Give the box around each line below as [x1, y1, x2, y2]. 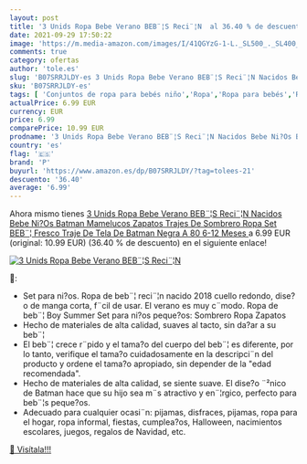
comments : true [9, 47, 68, 57]
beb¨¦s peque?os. [22, 397, 91, 408]
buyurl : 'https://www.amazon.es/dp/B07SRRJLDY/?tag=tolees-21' [9, 166, 256, 175]
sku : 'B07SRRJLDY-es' [9, 81, 92, 90]
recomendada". [22, 368, 81, 379]
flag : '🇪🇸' [9, 149, 55, 158]
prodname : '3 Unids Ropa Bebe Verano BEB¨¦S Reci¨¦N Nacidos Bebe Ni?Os [9, 132, 292, 142]
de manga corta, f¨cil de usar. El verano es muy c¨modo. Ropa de [30, 301, 279, 311]
